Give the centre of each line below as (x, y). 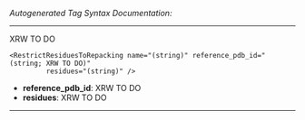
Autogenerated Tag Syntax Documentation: (91, 13)
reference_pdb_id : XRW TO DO (82, 88)
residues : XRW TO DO (64, 97)
